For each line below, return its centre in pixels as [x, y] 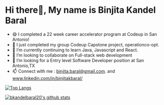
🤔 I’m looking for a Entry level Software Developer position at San [78, 60]
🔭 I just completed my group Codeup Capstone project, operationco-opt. [86, 44]
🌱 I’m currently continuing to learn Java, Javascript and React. [75, 50]
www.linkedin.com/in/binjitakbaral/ [47, 78]
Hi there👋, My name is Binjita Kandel [81, 10]
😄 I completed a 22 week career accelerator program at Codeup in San [84, 34]
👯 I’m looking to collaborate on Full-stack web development [72, 55]
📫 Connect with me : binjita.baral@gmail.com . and [64, 71]
